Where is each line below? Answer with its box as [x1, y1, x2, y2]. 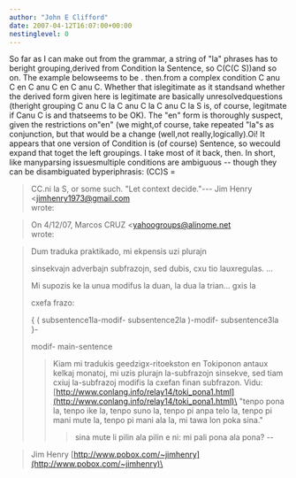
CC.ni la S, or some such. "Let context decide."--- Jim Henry [30, 183, 253, 195]
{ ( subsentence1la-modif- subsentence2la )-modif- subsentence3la [30, 315, 279, 326]
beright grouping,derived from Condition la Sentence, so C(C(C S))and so [9, 63, 277, 73]
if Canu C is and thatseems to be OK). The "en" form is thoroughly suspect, [9, 110, 284, 120]
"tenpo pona [239, 396, 285, 407]
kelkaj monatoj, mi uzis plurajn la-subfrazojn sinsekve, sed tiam [52, 368, 284, 379]
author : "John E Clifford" [9, 12, 109, 22]
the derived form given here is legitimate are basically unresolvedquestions [9, 91, 283, 102]
